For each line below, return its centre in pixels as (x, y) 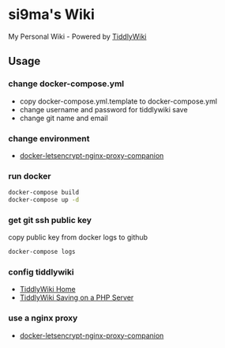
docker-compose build (44, 193)
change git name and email (64, 118)
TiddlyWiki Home (48, 289)
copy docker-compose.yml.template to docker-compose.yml (118, 101)
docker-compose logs (42, 252)
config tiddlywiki (41, 272)
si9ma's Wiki (51, 15)
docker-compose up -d (44, 200)
